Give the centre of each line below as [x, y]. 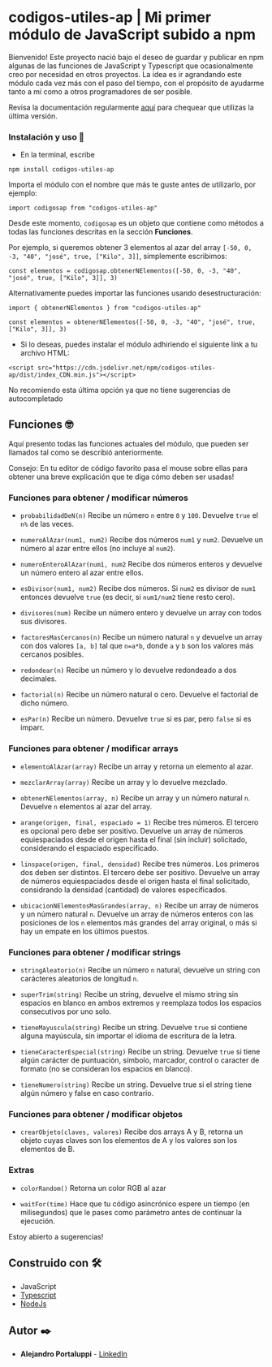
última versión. [33, 116]
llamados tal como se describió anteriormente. [86, 453]
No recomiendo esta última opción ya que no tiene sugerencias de [120, 390]
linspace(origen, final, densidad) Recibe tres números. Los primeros [140, 864]
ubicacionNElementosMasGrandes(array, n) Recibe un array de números [140, 905]
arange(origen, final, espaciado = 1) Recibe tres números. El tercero [139, 822]
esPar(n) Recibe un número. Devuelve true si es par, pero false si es [136, 719]
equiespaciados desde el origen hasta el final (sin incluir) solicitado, [134, 839]
